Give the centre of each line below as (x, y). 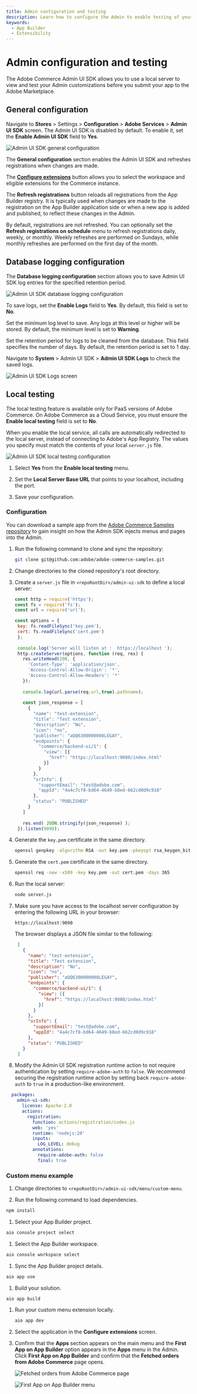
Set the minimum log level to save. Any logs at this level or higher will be (93, 323)
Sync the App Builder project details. (59, 1266)
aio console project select (40, 1232)
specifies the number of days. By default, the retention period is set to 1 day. (98, 347)
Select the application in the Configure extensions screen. (86, 1332)
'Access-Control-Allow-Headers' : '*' (74, 676)
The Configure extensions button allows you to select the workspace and (96, 177)
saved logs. (20, 364)
